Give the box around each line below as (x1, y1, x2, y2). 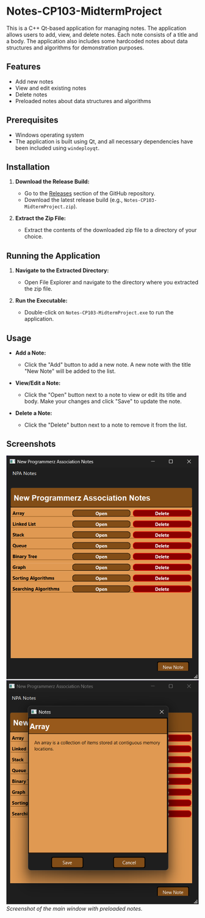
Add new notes (15, 78, 54, 85)
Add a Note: (15, 349, 46, 356)
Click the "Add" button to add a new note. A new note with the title (24, 361, 191, 368)
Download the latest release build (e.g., (24, 197, 123, 204)
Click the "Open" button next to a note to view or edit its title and (24, 391, 187, 398)
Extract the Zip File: (15, 215, 66, 222)
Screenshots (6, 439, 56, 449)
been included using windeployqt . (15, 144, 100, 151)
